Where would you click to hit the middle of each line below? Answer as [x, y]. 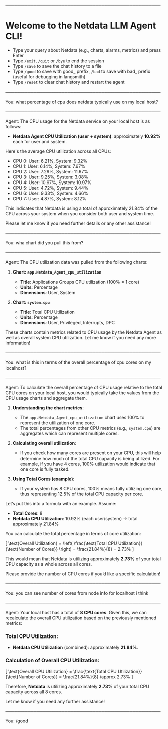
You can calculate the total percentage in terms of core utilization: [73, 533]
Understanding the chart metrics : [48, 408]
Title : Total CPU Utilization [47, 312]
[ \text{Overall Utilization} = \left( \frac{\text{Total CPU [61, 543]
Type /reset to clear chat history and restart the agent [68, 82]
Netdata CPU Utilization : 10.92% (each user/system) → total [75, 518]
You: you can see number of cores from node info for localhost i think [77, 593]
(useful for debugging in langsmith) [49, 77]
